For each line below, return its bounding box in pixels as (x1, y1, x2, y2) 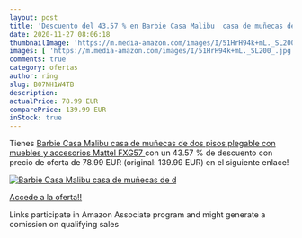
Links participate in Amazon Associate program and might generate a (9, 209, 266, 220)
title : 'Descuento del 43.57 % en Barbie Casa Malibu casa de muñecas (9, 22, 283, 31)
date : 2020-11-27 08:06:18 (9, 30, 111, 39)
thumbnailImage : (9, 38, 70, 48)
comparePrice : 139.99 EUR (9, 105, 106, 114)
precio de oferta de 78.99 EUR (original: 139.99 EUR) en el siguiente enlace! (9, 157, 289, 168)
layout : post (9, 13, 58, 22)
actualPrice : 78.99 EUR (9, 96, 99, 106)
